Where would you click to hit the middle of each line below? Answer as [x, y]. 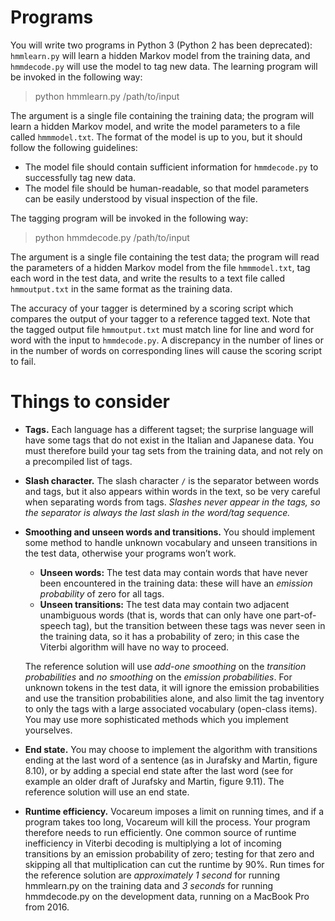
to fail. [23, 361]
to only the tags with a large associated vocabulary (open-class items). [171, 708]
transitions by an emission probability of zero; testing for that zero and [169, 853]
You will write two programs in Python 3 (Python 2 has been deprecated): [161, 45]
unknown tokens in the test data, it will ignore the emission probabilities [172, 687]
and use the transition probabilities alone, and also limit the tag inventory [174, 698]
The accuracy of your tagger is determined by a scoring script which [152, 308]
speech [55, 625]
